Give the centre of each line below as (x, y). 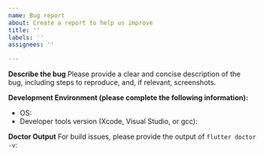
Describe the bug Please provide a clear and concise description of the (125, 74)
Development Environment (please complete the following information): (128, 98)
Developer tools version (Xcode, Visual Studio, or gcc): (109, 121)
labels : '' (26, 37)
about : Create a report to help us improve (81, 23)
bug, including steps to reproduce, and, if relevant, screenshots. (112, 83)
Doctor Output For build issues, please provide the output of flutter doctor (132, 137)
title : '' (24, 30)
